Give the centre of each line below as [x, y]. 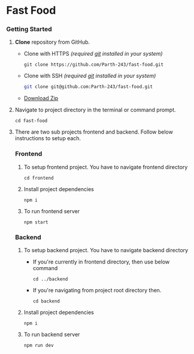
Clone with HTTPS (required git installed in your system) [93, 54]
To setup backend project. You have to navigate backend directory [106, 250]
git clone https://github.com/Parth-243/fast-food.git [93, 65]
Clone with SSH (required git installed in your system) [90, 76]
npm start [36, 222]
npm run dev [39, 345]
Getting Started [29, 29]
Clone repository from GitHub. [52, 42]
